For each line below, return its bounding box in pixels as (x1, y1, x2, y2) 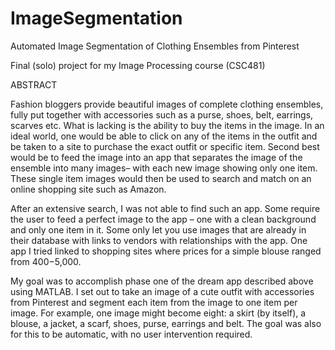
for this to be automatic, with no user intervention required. (10, 328, 253, 340)
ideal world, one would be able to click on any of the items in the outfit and (10, 130, 318, 142)
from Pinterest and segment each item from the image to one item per (10, 296, 298, 308)
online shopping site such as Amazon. (10, 183, 167, 195)
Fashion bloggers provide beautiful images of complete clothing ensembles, (10, 98, 324, 110)
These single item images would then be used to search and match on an (10, 172, 312, 184)
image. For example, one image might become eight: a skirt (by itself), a (10, 307, 307, 319)
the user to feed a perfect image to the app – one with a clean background (10, 213, 317, 225)
